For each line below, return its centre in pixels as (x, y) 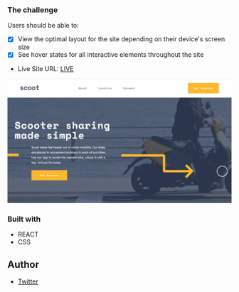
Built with (24, 219)
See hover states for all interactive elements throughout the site (111, 55)
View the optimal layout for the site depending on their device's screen (121, 39)
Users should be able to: (43, 26)
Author (23, 264)
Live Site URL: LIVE (46, 69)
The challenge (33, 10)
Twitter (28, 281)
